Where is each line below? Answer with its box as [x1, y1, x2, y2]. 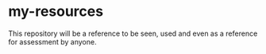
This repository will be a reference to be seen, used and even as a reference [8, 29, 258, 38]
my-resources [8, 2, 104, 21]
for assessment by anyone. [8, 37, 97, 46]
